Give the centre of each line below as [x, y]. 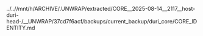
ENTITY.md [21, 28]
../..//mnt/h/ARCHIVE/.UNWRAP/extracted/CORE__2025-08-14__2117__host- [101, 9]
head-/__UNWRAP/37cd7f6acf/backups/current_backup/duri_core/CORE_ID [102, 21]
